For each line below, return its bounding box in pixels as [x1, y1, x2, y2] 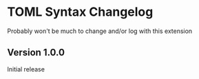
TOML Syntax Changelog [7, 4, 154, 20]
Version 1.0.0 [7, 47, 65, 58]
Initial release [7, 65, 45, 73]
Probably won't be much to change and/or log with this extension [7, 27, 193, 35]
